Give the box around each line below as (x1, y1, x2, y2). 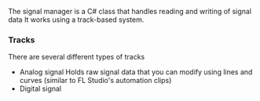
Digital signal (19, 84, 61, 93)
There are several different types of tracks (8, 52, 145, 62)
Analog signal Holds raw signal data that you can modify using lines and (19, 67, 253, 77)
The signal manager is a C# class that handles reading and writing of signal (8, 7, 252, 16)
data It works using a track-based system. (8, 15, 145, 24)
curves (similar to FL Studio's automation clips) (19, 76, 172, 85)
